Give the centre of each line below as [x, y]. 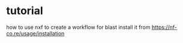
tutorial [25, 11]
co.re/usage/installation [35, 33]
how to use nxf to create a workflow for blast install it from [79, 27]
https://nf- [164, 27]
